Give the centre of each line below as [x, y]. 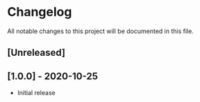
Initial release [36, 93]
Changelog [40, 12]
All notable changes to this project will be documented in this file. [101, 31]
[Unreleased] [36, 53]
